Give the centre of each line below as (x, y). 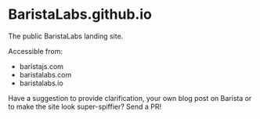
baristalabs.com (45, 74)
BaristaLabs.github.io (80, 14)
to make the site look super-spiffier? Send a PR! (85, 106)
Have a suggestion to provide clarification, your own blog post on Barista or (130, 98)
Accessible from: (35, 51)
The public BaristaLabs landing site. (66, 36)
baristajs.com (42, 66)
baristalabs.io (42, 83)
